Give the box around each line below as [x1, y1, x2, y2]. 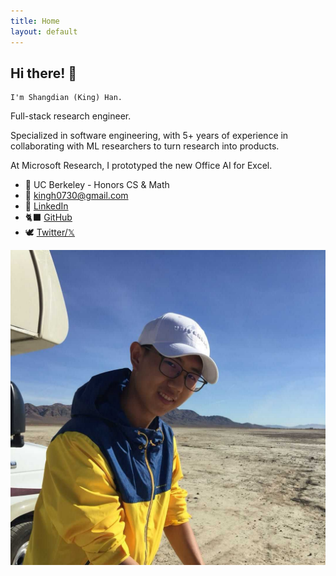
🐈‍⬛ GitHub [24, 211, 73, 224]
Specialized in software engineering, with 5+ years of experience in [10, 130, 289, 142]
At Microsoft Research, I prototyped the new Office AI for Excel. [10, 160, 273, 172]
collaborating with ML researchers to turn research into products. [10, 140, 280, 152]
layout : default [10, 26, 78, 37]
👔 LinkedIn [24, 200, 69, 212]
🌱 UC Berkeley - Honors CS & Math [24, 179, 170, 191]
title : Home [10, 16, 60, 26]
